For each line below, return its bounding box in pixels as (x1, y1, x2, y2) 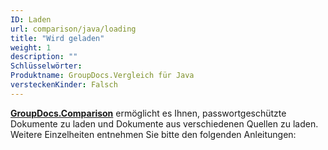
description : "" (10, 52, 78, 62)
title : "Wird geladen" (10, 33, 105, 43)
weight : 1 (10, 42, 52, 53)
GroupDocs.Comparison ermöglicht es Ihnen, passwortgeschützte (10, 107, 287, 119)
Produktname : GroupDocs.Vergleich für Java (10, 71, 195, 81)
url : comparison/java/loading (10, 24, 137, 34)
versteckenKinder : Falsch (10, 80, 118, 90)
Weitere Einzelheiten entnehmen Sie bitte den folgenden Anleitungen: (10, 128, 297, 140)
